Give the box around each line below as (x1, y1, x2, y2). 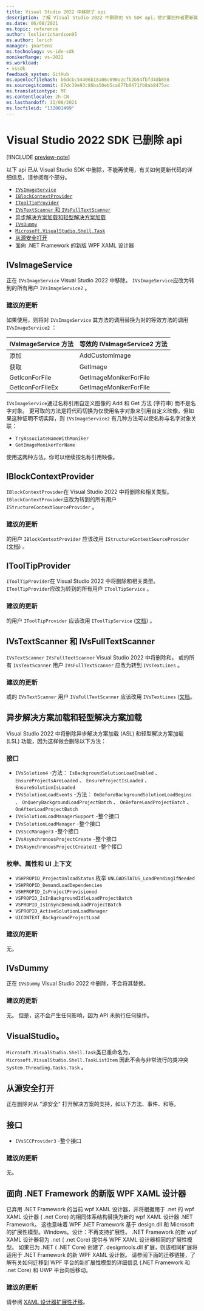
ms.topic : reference (6, 26, 59, 32)
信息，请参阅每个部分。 (11, 174, 70, 181)
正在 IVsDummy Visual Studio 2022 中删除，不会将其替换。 (6, 980, 149, 987)
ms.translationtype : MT (6, 88, 67, 94)
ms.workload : (6, 60, 39, 66)
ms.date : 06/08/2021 (6, 20, 59, 26)
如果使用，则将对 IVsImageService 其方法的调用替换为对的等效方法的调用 (6, 316, 189, 323)
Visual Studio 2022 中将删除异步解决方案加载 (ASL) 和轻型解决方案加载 (6, 729, 184, 737)
